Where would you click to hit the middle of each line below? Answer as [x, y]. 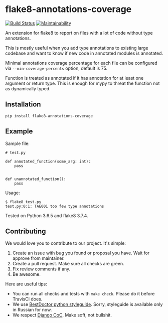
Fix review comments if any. [41, 269]
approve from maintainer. [39, 258]
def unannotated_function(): [36, 179]
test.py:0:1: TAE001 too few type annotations [55, 206]
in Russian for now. [32, 310]
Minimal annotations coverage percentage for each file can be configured [81, 63]
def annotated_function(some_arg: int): [48, 161]
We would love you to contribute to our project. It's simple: [66, 243]
